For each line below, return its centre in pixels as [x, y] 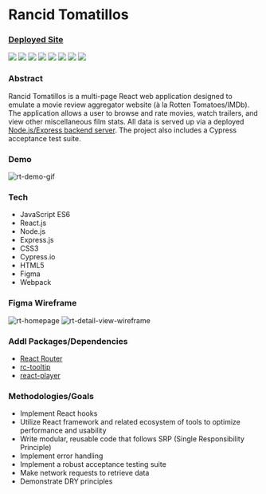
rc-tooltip [35, 367]
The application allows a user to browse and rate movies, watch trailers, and [133, 113]
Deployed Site [36, 40]
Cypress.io [37, 257]
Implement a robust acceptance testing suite [93, 464]
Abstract [26, 79]
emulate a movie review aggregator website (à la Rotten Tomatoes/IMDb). [129, 105]
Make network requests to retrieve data [84, 473]
